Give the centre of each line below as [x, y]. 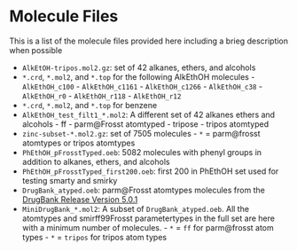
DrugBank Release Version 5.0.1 [80, 199]
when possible [36, 50]
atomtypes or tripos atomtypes [78, 143]
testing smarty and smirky [70, 180]
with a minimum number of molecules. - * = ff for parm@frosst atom [148, 227]
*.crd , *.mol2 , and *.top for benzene [90, 105]
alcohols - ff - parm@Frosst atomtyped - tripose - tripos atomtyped [145, 124]
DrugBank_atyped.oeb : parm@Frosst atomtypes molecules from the [144, 190]
